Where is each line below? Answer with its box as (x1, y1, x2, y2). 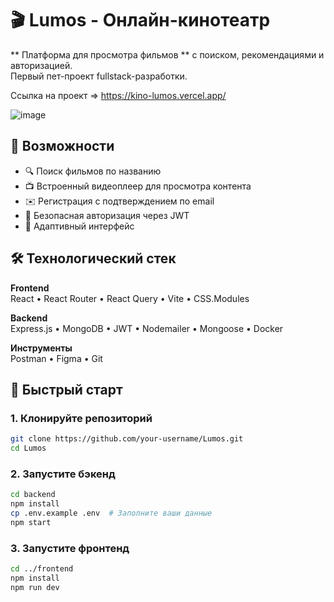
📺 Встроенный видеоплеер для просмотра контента (24, 180, 252, 192)
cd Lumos (10, 443, 47, 454)
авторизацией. (10, 59, 73, 71)
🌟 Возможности (10, 138, 115, 155)
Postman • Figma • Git (10, 352, 103, 364)
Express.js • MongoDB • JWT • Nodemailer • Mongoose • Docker (10, 322, 284, 334)
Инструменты (10, 342, 73, 354)
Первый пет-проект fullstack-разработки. (10, 70, 188, 82)
